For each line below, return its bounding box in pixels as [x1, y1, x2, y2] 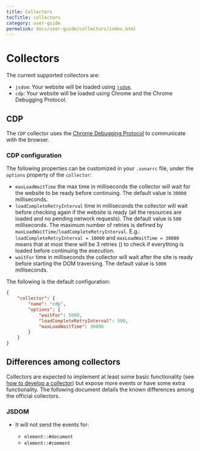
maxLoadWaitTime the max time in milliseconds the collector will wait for [15, 183, 191, 190]
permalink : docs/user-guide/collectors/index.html [6, 25, 137, 32]
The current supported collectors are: [6, 72, 100, 79]
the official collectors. [6, 392, 60, 399]
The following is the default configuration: [6, 278, 111, 286]
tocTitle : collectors [6, 14, 61, 21]
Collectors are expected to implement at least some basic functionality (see [6, 373, 195, 380]
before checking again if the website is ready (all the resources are [15, 209, 182, 216]
